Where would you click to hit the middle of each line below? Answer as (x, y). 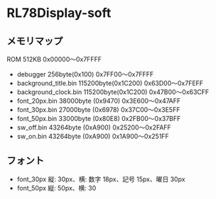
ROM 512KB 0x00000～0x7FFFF (54, 59)
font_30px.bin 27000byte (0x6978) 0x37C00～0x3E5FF (98, 110)
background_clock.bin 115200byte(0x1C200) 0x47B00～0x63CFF (113, 92)
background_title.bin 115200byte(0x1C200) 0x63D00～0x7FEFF (110, 83)
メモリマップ (35, 41)
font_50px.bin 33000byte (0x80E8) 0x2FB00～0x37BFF (99, 119)
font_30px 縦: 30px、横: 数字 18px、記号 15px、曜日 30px (101, 179)
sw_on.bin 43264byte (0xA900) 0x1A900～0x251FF (93, 136)
